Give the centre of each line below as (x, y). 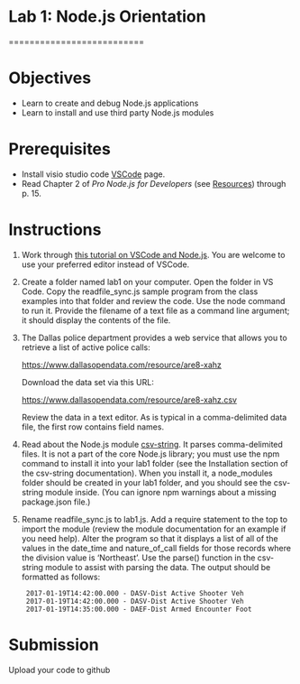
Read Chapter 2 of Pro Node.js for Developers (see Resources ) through (154, 183)
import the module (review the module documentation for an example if (154, 529)
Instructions (55, 230)
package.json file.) (56, 502)
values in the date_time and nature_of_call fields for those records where (156, 548)
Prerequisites (60, 149)
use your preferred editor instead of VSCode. (105, 264)
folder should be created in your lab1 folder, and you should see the (146, 482)
